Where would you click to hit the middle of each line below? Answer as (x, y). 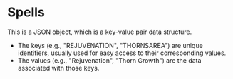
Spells (26, 12)
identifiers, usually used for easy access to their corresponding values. (122, 53)
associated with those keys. (58, 68)
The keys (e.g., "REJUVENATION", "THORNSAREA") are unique (110, 45)
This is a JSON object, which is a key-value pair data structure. (100, 32)
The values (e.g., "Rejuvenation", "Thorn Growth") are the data (109, 60)
